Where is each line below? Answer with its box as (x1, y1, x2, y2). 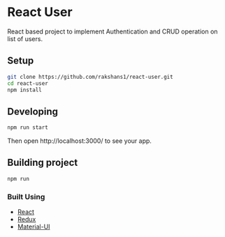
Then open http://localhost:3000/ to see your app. (7, 137, 152, 145)
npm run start (7, 124, 49, 131)
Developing (7, 105, 58, 117)
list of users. (7, 34, 43, 43)
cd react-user (7, 79, 49, 87)
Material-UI (17, 222, 50, 231)
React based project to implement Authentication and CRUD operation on (7, 27, 218, 36)
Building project (7, 157, 78, 169)
